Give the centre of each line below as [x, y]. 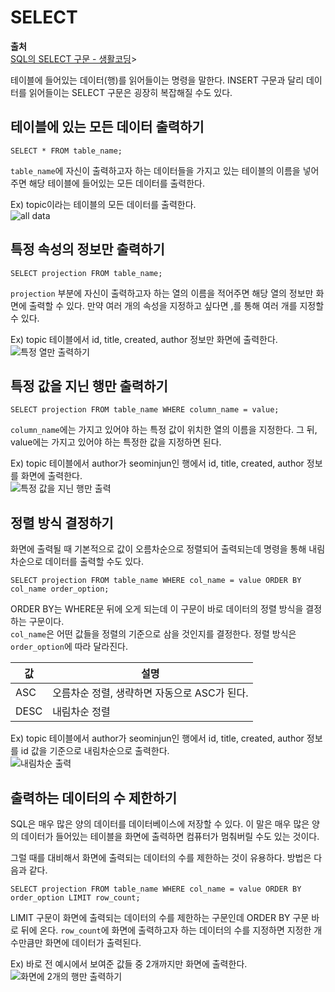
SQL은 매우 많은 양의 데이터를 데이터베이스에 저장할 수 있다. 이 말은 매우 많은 [160, 824]
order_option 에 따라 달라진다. [69, 647]
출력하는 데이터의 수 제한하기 [94, 797]
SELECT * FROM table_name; [66, 151]
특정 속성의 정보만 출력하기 [87, 249]
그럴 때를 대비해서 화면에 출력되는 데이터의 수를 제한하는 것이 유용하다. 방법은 [161, 857]
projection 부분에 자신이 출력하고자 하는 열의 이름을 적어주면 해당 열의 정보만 [162, 293]
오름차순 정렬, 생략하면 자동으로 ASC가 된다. [150, 693]
